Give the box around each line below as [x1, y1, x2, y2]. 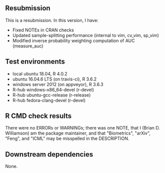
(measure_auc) [12, 42, 43, 49]
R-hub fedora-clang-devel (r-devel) [12, 97, 86, 103]
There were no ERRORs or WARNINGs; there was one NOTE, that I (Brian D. [5, 125, 160, 131]
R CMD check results [5, 112, 72, 120]
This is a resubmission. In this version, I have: [5, 17, 98, 23]
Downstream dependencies [5, 150, 93, 158]
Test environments [5, 57, 65, 66]
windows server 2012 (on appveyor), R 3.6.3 [12, 81, 103, 87]
